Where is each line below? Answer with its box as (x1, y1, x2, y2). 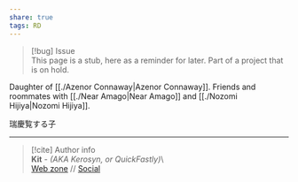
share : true (9, 12, 53, 22)
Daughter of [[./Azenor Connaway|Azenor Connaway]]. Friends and (9, 81, 256, 92)
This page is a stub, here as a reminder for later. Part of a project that (30, 55, 284, 65)
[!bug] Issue (30, 45, 75, 56)
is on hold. (30, 64, 69, 75)
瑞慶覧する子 (9, 118, 56, 129)
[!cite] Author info (30, 144, 96, 155)
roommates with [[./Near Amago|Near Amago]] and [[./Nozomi (9, 90, 238, 102)
